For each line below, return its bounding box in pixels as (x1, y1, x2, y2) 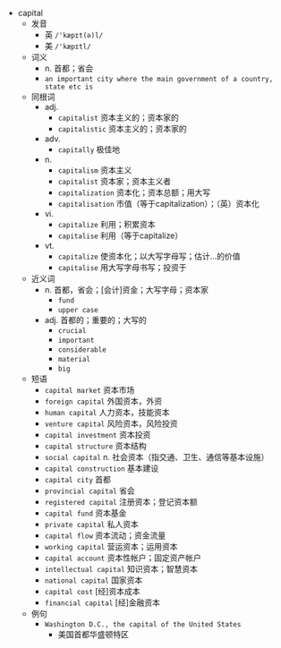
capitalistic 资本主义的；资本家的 (57, 124, 188, 133)
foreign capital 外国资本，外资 (44, 396, 163, 406)
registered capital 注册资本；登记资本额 (44, 497, 199, 507)
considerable (57, 345, 107, 354)
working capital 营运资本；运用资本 (44, 541, 178, 551)
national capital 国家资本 (44, 575, 143, 585)
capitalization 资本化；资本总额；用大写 (57, 187, 211, 198)
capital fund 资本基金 (44, 507, 127, 518)
